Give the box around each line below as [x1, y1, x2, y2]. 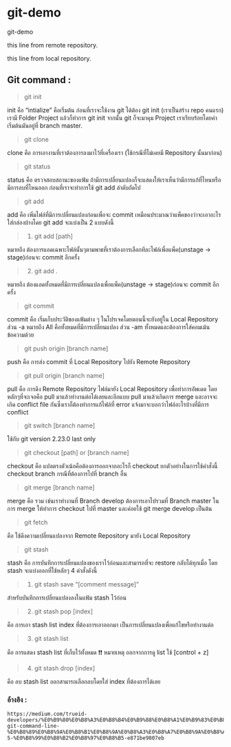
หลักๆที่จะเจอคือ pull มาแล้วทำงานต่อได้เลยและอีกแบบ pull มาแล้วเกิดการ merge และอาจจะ [7, 392, 218, 401]
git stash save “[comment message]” [34, 580, 140, 588]
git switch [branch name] [23, 421, 95, 430]
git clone [23, 135, 49, 143]
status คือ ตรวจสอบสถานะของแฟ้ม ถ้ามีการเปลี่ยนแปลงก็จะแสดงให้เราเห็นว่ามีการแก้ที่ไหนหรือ [7, 176, 221, 184]
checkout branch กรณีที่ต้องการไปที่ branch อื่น [7, 470, 127, 478]
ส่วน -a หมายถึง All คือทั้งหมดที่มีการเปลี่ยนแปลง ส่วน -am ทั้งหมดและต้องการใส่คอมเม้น [7, 322, 210, 331]
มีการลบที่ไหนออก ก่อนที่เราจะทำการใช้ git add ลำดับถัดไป [7, 183, 141, 191]
